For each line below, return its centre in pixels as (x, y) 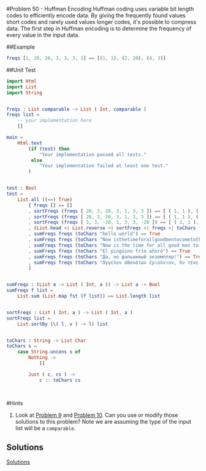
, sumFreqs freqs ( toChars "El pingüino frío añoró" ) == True (109, 251)
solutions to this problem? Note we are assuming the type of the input (103, 421)
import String (25, 93)
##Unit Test (21, 69)
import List (21, 87)
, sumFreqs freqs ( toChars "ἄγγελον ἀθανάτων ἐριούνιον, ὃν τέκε (114, 263)
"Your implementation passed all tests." (93, 154)
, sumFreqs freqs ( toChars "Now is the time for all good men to (114, 245)
